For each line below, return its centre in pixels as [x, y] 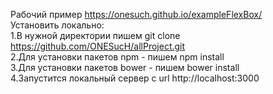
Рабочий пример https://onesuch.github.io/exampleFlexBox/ [136, 14]
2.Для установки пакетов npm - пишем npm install [117, 57]
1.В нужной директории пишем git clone [95, 35]
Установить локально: [57, 25]
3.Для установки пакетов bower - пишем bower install [125, 67]
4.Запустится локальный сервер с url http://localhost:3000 [135, 78]
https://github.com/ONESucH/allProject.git [98, 46]
